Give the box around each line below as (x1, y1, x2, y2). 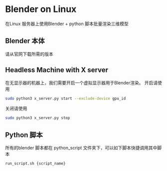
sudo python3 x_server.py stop (5, 115, 70, 120)
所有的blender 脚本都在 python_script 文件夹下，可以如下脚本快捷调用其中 (5, 145, 158, 151)
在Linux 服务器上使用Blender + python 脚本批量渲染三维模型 (5, 20, 129, 26)
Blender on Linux (5, 3, 77, 15)
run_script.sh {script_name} (5, 161, 66, 166)
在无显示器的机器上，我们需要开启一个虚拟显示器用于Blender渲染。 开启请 (5, 79, 158, 85)
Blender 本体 (5, 36, 45, 45)
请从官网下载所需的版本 (5, 51, 53, 57)
